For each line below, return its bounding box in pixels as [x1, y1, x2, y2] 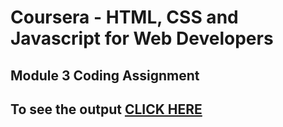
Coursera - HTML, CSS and [10, 6, 239, 29]
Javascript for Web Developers [10, 27, 274, 50]
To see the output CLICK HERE [10, 101, 203, 118]
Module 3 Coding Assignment [10, 67, 200, 84]
